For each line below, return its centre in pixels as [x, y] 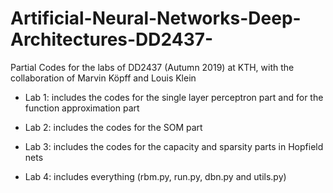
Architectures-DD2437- [112, 39]
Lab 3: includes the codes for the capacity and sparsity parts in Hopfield [174, 146]
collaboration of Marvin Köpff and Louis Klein [103, 78]
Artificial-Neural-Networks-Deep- [156, 18]
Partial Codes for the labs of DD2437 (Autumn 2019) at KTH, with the [152, 67]
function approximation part [82, 108]
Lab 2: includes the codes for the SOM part [113, 127]
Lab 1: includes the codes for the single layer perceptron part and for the [174, 97]
